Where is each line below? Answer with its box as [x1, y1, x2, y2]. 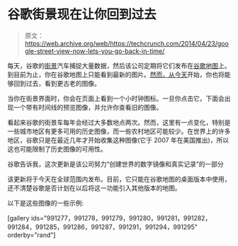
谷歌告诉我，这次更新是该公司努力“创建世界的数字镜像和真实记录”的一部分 [7, 160, 225, 168]
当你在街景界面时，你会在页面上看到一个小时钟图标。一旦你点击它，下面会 [7, 94, 225, 103]
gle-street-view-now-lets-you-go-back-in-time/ [24, 47, 165, 55]
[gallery [7, 213, 30, 222]
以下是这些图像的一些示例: [7, 199, 84, 207]
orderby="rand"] [7, 230, 56, 239]
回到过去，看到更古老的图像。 [13, 79, 101, 87]
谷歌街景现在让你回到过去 [7, 6, 157, 23]
